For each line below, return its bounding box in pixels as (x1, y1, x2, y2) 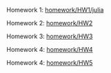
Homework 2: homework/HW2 (6, 19, 93, 27)
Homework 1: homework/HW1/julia (6, 6, 104, 14)
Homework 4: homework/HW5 (6, 59, 93, 67)
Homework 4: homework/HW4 (6, 46, 94, 53)
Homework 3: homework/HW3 (6, 32, 93, 40)
